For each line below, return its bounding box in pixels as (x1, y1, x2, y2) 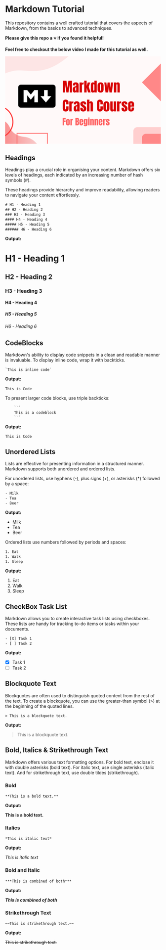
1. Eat (5, 549, 19, 554)
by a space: (5, 481, 29, 487)
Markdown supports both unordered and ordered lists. (5, 466, 116, 472)
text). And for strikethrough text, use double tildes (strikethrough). (5, 769, 139, 775)
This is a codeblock (14, 410, 56, 415)
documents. (5, 626, 30, 632)
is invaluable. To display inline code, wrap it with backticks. (5, 357, 125, 363)
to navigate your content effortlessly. (5, 192, 80, 198)
